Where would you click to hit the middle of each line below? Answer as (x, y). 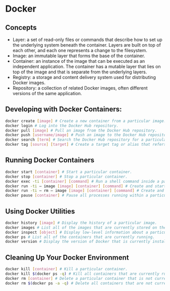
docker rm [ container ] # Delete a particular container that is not (79, 278)
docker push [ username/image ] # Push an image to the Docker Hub (75, 135)
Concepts (21, 28)
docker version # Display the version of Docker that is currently (78, 242)
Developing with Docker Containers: (64, 109)
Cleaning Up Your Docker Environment (67, 257)
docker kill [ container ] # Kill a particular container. (67, 269)
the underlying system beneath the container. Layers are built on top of (87, 45)
